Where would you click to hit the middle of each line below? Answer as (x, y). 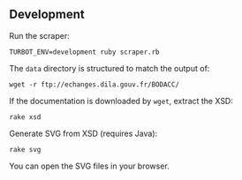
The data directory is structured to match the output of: (110, 68)
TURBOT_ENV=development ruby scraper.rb (85, 52)
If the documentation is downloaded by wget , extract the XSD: (121, 101)
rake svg (25, 149)
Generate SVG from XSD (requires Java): (83, 133)
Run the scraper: (40, 35)
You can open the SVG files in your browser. (89, 166)
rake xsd (25, 117)
